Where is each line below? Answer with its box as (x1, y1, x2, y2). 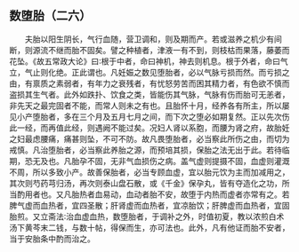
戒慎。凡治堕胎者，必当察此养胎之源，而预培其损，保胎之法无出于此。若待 (9, 145, 282, 155)
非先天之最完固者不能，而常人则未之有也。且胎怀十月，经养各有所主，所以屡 (9, 100, 290, 111)
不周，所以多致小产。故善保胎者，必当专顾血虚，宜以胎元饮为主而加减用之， (9, 167, 290, 177)
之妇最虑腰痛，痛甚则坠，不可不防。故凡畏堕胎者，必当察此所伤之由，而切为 (9, 133, 290, 144)
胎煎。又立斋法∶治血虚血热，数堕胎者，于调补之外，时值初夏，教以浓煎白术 (9, 211, 285, 222)
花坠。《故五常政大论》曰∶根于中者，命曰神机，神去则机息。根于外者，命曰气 (9, 56, 289, 67)
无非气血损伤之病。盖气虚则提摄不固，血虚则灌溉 (109, 155, 290, 166)
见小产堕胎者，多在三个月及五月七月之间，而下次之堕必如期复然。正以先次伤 (9, 111, 290, 122)
